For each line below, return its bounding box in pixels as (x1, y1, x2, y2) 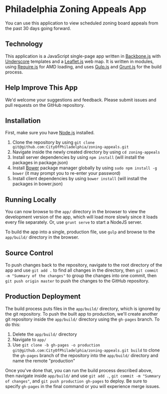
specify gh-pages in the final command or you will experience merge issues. (5, 383, 161, 389)
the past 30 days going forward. (5, 25, 71, 31)
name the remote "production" (12, 358, 76, 364)
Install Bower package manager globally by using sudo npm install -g (12, 165, 157, 171)
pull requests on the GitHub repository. (5, 102, 85, 108)
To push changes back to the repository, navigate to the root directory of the (5, 262, 163, 268)
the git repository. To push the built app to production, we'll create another (5, 311, 158, 317)
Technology (5, 40, 43, 48)
